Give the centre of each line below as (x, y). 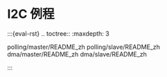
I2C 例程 (31, 14)
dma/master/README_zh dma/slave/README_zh (77, 54)
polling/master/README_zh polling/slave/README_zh (84, 47)
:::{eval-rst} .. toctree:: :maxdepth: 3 (58, 33)
